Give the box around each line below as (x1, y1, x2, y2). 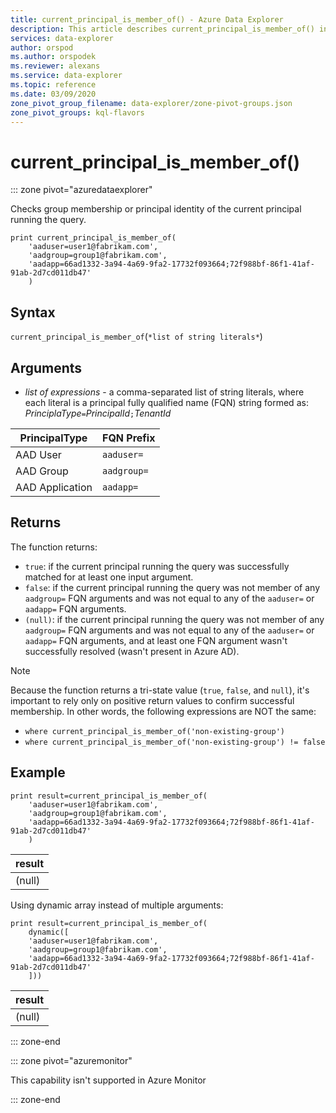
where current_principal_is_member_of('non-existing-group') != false (24, 737, 326, 747)
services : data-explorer (10, 33, 114, 43)
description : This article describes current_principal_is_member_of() (10, 24, 315, 34)
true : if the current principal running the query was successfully (24, 560, 290, 572)
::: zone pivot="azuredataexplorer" (10, 184, 153, 196)
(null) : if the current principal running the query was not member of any (24, 613, 325, 625)
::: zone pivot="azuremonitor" (10, 1054, 133, 1066)
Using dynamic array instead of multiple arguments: (10, 899, 224, 911)
